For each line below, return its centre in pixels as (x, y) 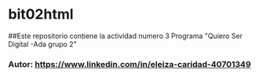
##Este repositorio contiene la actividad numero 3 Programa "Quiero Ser (126, 36)
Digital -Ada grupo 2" (42, 44)
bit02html (41, 14)
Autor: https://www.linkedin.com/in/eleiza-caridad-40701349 (129, 64)
